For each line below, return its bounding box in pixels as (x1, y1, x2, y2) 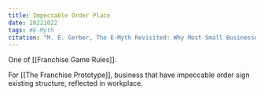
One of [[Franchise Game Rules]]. (8, 55, 117, 65)
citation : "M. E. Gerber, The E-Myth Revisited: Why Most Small (8, 33, 223, 42)
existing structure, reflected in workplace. (8, 79, 144, 88)
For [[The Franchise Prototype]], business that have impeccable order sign (8, 70, 250, 79)
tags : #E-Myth (8, 26, 55, 34)
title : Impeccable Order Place (8, 11, 111, 20)
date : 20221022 (8, 19, 58, 27)
